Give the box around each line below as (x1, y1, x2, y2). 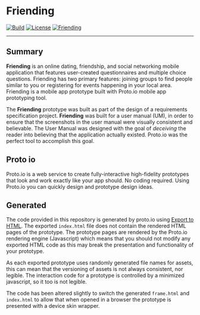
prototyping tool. (6, 94, 47, 101)
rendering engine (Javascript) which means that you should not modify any (6, 235, 191, 242)
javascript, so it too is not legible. (6, 278, 87, 285)
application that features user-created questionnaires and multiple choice (6, 68, 186, 76)
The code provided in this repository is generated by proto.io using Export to (6, 216, 194, 223)
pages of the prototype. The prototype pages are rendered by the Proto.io (6, 229, 187, 236)
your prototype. (6, 248, 45, 255)
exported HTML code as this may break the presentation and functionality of (6, 241, 194, 248)
